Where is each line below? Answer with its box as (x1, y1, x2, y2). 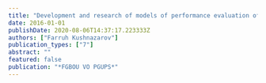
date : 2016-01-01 (8, 19, 66, 27)
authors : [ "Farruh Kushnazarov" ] (8, 33, 119, 42)
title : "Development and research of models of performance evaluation (8, 11, 249, 20)
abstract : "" (8, 48, 51, 56)
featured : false (8, 56, 62, 64)
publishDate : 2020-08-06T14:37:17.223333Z (8, 26, 150, 34)
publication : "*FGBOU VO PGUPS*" (8, 63, 119, 71)
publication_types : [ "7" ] (8, 41, 93, 49)
